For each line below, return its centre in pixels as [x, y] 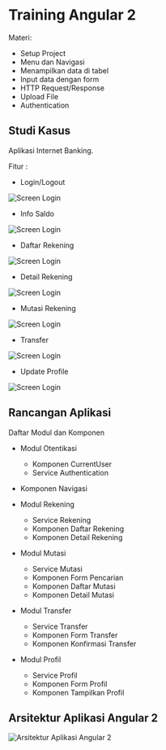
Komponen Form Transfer [75, 635]
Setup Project [43, 53]
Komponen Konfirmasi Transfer [84, 643]
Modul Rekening [47, 504]
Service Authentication [70, 472]
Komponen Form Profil [70, 684]
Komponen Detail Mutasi [73, 594]
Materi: [20, 37]
